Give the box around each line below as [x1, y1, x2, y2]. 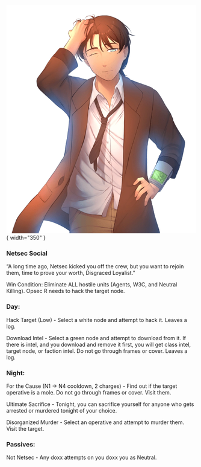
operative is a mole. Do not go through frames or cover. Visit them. [6, 388, 172, 396]
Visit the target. [6, 425, 45, 432]
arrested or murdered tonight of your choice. [6, 407, 117, 414]
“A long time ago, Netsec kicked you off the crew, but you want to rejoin [6, 263, 184, 270]
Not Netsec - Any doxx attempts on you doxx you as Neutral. [6, 454, 157, 461]
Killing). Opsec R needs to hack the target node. [6, 288, 125, 295]
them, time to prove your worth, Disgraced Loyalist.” [6, 269, 135, 277]
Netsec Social [6, 249, 48, 257]
